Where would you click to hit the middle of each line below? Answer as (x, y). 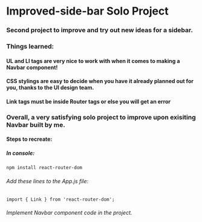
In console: (21, 153)
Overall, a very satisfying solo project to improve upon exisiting (101, 117)
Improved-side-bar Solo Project (87, 11)
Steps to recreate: (29, 139)
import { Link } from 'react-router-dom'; (60, 199)
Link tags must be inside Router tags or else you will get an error (89, 101)
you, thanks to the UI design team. (50, 88)
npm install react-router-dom (44, 168)
